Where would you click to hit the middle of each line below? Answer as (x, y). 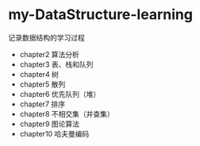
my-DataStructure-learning (100, 15)
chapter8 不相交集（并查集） (67, 113)
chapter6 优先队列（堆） (60, 94)
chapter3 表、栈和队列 (56, 64)
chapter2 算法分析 (49, 54)
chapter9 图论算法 (50, 124)
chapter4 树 (39, 74)
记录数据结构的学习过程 (46, 37)
